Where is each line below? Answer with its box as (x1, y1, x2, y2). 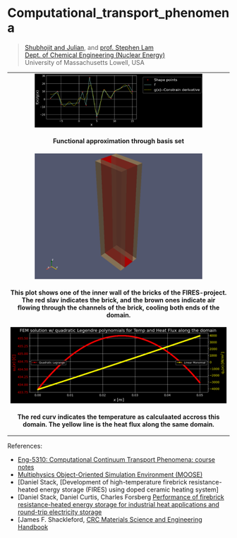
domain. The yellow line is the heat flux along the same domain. (23, 420, 214, 428)
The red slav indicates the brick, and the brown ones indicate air (21, 295, 216, 304)
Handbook (17, 523, 48, 532)
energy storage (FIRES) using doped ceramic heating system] (39, 485, 219, 494)
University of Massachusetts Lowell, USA (24, 58, 145, 66)
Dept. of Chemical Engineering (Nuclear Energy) (24, 51, 166, 59)
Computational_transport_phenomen (7, 5, 230, 21)
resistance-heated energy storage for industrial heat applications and (17, 501, 220, 509)
